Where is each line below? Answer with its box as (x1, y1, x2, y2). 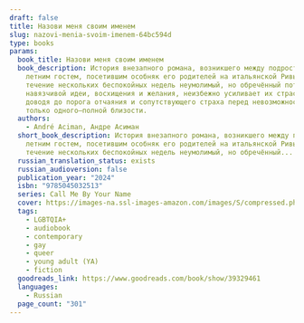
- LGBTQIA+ (25, 214, 67, 224)
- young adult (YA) (25, 257, 100, 267)
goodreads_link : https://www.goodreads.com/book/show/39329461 (17, 274, 261, 283)
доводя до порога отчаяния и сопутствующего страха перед (25, 97, 249, 107)
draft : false (9, 13, 59, 23)
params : (9, 47, 39, 56)
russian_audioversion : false (17, 165, 128, 174)
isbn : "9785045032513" (17, 182, 103, 191)
